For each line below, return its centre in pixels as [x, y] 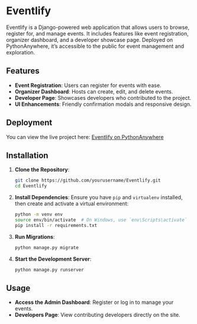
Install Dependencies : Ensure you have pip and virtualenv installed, [98, 197]
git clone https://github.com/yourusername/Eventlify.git [88, 181]
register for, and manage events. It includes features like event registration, [98, 33]
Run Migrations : [35, 236]
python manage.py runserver [49, 270]
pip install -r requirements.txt [56, 225]
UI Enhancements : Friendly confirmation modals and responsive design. [103, 104]
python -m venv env [39, 215]
